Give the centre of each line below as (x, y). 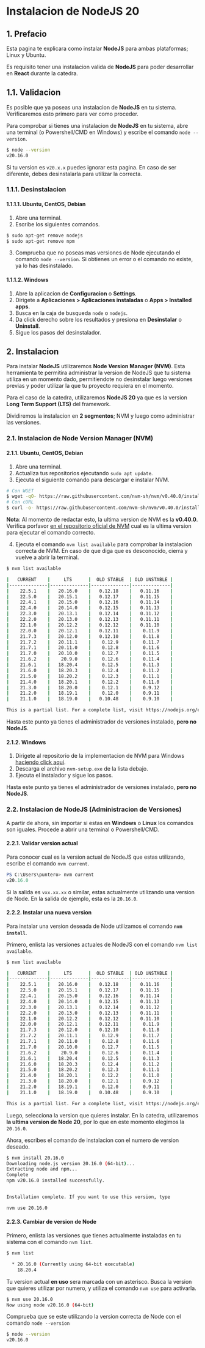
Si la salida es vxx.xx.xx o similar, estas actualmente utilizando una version (101, 892)
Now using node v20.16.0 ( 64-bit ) (50, 1305)
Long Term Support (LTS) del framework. (59, 404)
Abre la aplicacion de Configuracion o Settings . (76, 293)
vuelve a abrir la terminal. (47, 557)
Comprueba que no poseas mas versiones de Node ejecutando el (98, 253)
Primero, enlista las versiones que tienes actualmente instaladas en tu (94, 1235)
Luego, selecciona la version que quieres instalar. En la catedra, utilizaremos (102, 1115)
